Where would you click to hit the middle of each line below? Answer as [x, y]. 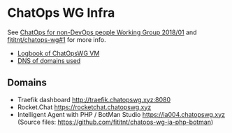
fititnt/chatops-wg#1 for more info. [57, 39]
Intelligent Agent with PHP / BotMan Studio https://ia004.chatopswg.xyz [121, 114]
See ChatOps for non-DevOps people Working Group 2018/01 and [102, 32]
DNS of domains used [49, 60]
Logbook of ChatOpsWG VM [58, 53]
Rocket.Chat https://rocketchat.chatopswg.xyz [84, 107]
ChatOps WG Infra [61, 13]
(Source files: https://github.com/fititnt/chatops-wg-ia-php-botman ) [115, 122]
